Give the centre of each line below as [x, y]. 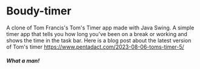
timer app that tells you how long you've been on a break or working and [97, 34]
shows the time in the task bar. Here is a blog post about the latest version [99, 40]
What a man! [23, 61]
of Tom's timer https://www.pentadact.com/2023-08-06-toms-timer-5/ [95, 47]
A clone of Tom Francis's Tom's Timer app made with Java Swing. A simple [100, 28]
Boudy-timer [39, 11]
